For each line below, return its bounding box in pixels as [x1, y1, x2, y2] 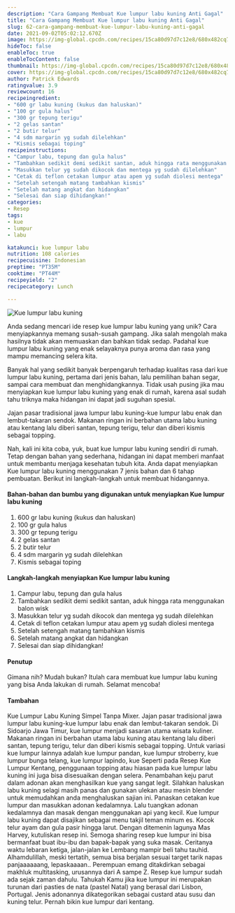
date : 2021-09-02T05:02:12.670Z [7, 29, 101, 37]
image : [7, 36, 27, 43]
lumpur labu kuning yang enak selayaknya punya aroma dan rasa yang [7, 344, 211, 353]
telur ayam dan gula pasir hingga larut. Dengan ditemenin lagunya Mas [7, 823, 211, 832]
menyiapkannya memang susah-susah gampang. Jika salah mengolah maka [7, 330, 227, 338]
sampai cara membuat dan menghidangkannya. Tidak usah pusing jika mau [7, 380, 225, 388]
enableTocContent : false [7, 56, 80, 63]
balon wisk [17, 604, 49, 612]
